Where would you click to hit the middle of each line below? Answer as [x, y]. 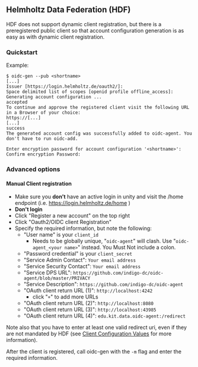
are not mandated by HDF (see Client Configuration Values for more [89, 334]
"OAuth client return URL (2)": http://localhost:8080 [89, 303]
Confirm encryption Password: [44, 154]
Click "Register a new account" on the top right [72, 216]
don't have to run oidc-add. [42, 139]
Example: [17, 66]
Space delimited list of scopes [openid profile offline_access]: [90, 92]
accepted [17, 102]
